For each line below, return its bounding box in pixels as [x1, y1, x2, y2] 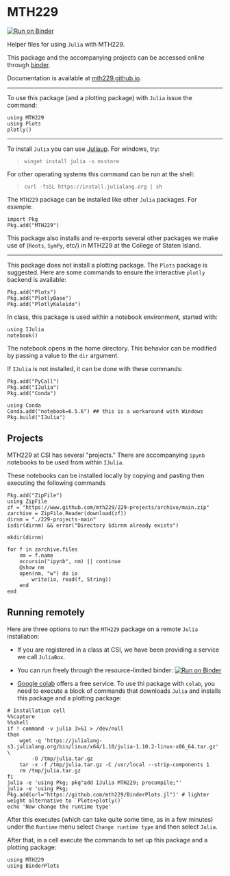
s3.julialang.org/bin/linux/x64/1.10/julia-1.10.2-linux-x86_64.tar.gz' [7, 743, 219, 750]
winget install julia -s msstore [23, 158, 120, 165]
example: [7, 202, 33, 211]
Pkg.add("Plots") [7, 289, 57, 296]
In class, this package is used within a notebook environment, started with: [7, 313, 218, 321]
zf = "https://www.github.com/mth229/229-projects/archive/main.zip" [7, 504, 210, 511]
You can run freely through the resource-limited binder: [16, 666, 173, 674]
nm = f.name [19, 552, 53, 559]
